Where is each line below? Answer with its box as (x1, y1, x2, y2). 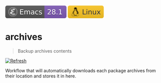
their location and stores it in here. (5, 73, 77, 79)
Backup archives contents (17, 48, 72, 54)
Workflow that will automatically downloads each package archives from (5, 67, 156, 73)
